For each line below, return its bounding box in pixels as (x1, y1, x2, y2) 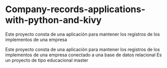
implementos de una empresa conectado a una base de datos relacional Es (5, 52, 162, 58)
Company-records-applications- (5, 4, 146, 15)
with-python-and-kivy (5, 14, 102, 26)
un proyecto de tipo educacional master (5, 57, 89, 63)
